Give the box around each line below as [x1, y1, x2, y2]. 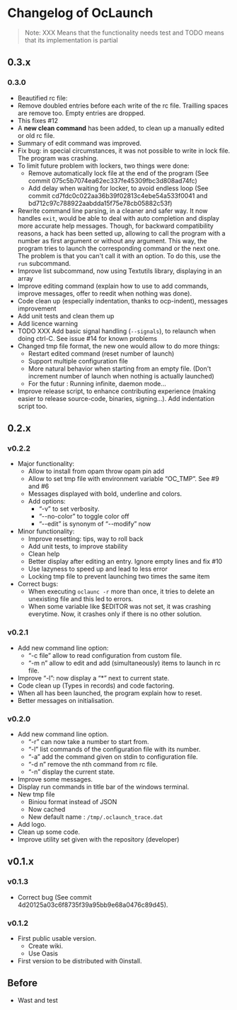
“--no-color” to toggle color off [38, 512, 129, 521]
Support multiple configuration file [28, 356, 129, 365]
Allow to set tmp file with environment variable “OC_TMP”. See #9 [28, 475, 219, 483]
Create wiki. [28, 941, 64, 950]
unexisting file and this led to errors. [28, 595, 134, 603]
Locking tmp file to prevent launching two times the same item [28, 572, 210, 581]
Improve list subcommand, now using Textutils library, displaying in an [17, 267, 222, 275]
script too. [17, 402, 48, 410]
